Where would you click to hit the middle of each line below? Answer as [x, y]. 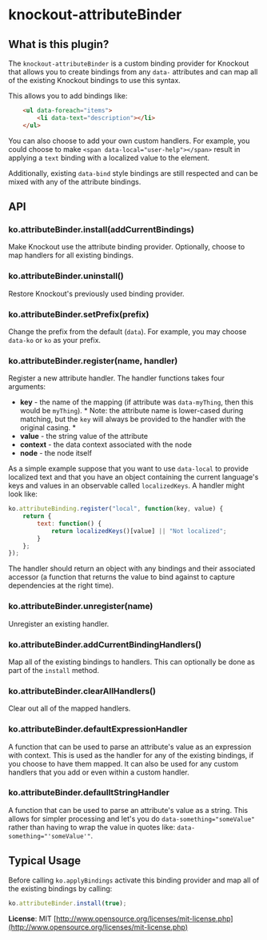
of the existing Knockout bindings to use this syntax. [95, 80]
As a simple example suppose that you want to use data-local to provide [129, 468]
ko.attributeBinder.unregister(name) [81, 607]
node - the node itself [56, 453]
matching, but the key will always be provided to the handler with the [133, 419]
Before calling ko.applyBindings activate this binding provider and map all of [134, 880]
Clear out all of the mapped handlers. [70, 708]
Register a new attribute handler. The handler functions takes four [117, 378]
